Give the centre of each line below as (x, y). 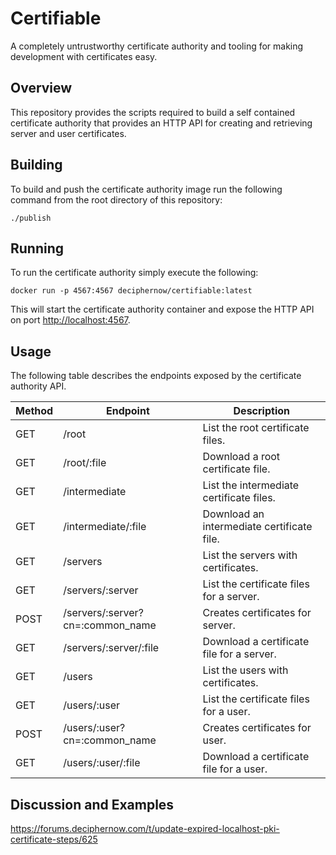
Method (34, 411)
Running (37, 248)
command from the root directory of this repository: (116, 199)
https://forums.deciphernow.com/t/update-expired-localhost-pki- (145, 828)
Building (36, 165)
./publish (31, 218)
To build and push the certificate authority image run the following (146, 189)
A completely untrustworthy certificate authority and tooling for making (157, 46)
